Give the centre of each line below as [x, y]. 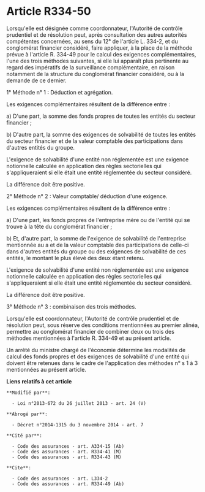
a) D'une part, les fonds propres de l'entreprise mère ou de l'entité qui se [98, 220]
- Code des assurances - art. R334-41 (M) [67, 452]
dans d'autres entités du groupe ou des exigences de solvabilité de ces [96, 251]
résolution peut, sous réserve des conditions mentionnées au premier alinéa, [103, 325]
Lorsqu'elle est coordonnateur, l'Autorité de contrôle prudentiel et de [93, 318]
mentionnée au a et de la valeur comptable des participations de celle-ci [98, 245]
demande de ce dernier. [37, 80]
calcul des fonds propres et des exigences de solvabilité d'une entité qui [98, 356]
